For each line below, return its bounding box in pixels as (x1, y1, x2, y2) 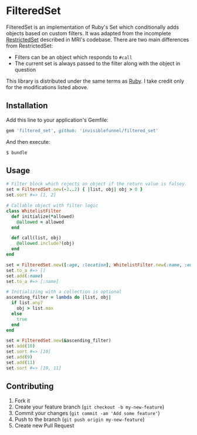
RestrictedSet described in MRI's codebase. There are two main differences (6, 36, 189, 43)
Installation (6, 101, 48, 111)
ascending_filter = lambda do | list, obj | (6, 295, 111, 301)
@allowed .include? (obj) (16, 241, 75, 247)
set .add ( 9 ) (6, 354, 33, 360)
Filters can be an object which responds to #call (14, 53, 133, 60)
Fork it (14, 397, 30, 404)
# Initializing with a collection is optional (6, 289, 122, 295)
